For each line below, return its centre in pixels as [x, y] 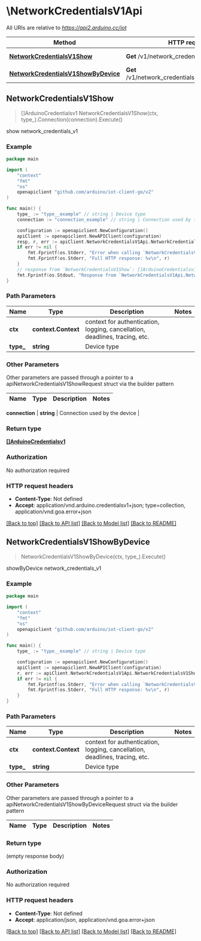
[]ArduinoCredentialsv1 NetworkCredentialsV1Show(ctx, [89, 113]
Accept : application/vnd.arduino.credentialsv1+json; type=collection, [100, 506]
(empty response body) [35, 856]
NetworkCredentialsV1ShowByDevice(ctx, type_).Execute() [93, 557]
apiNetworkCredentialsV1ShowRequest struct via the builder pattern [90, 384]
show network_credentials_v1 [42, 131]
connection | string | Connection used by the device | [73, 413]
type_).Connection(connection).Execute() [71, 119]
